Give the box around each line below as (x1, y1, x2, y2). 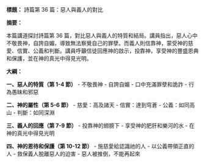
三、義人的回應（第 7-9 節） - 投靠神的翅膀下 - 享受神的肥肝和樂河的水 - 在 (6, 122, 195, 129)
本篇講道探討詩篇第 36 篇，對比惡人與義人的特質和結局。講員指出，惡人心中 (6, 32, 198, 39)
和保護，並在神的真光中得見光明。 (6, 55, 92, 62)
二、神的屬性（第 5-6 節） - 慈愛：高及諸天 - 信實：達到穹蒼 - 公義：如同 (6, 101, 190, 109)
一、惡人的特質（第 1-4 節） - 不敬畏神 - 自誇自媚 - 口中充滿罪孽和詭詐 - (6, 81, 188, 88)
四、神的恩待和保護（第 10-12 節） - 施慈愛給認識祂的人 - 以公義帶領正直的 (6, 143, 195, 150)
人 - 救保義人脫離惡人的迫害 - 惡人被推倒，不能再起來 (6, 150, 140, 158)
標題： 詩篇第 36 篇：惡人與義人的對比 (6, 6, 104, 13)
